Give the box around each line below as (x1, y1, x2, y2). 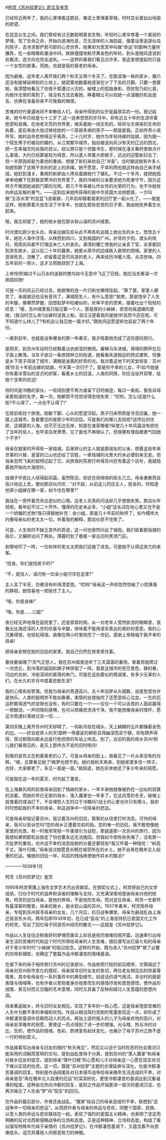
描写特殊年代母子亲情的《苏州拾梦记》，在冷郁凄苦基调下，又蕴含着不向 (9, 1124, 155, 1129)
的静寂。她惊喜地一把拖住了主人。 (5, 588, 75, 593)
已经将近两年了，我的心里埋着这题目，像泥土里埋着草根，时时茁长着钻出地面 (5, 15, 161, 21)
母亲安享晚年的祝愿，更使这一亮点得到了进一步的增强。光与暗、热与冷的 (5, 1022, 152, 1027)
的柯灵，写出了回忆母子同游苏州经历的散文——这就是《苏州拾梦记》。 (5, 922, 146, 927)
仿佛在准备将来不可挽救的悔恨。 (13, 98, 79, 104)
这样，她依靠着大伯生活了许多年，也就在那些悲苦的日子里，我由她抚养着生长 (5, 202, 161, 208)
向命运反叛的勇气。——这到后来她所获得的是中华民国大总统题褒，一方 (5, 189, 148, 195)
